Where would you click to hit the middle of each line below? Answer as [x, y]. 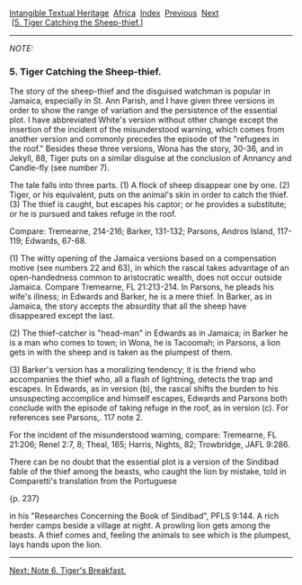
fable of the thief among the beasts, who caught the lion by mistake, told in [148, 472]
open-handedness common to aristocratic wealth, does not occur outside [146, 277]
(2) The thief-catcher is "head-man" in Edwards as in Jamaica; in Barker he [149, 333]
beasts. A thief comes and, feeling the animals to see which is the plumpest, [150, 535]
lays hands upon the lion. [56, 544]
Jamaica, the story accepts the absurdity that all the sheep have [128, 306]
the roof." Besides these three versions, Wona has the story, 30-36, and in [146, 148]
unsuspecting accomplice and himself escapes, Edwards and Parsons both [148, 399]
